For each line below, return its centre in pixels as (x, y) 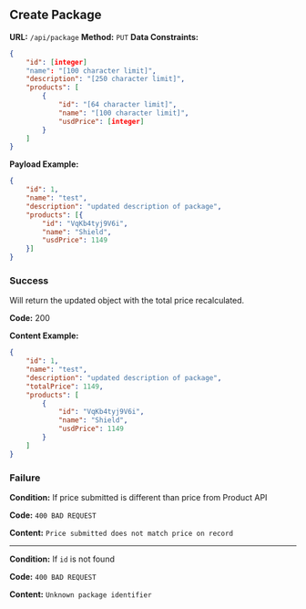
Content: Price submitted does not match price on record (122, 533)
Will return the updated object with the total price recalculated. (127, 301)
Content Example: (44, 335)
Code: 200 (30, 318)
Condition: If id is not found (62, 559)
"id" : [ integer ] (57, 62)
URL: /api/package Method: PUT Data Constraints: (104, 36)
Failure (25, 478)
